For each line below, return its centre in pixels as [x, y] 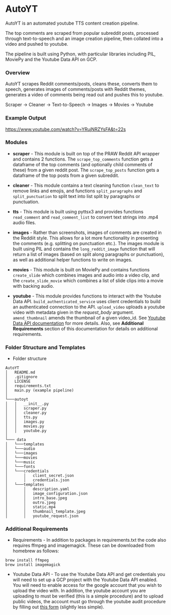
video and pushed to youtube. [37, 44]
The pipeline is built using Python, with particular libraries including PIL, [80, 54]
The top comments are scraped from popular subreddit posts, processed [82, 33]
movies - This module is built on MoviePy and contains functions [81, 269]
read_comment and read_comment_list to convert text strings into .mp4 [85, 217]
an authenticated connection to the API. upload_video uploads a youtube [89, 307]
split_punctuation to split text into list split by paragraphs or [76, 196]
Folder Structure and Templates [45, 347]
